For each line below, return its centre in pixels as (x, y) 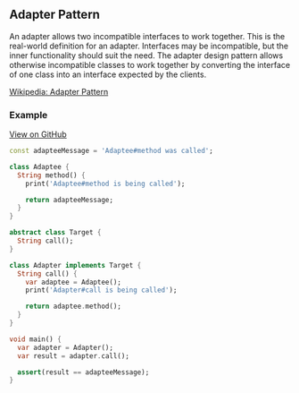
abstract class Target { (55, 233)
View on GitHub (38, 134)
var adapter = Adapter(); (66, 347)
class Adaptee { (39, 167)
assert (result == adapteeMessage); (83, 372)
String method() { (52, 175)
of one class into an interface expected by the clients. (108, 74)
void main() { (36, 339)
